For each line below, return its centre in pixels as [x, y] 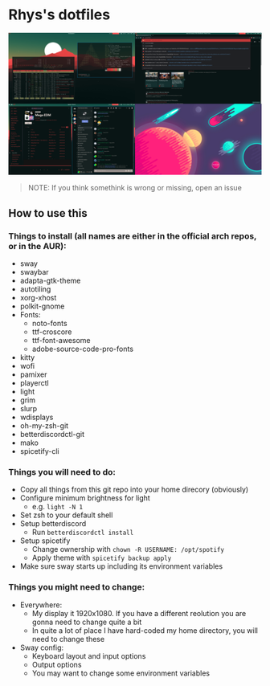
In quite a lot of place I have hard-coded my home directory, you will [145, 630]
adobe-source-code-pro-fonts [83, 349]
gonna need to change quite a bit [87, 622]
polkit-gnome [42, 306]
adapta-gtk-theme [50, 281]
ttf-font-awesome [61, 341]
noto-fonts [49, 324]
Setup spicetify [45, 541]
